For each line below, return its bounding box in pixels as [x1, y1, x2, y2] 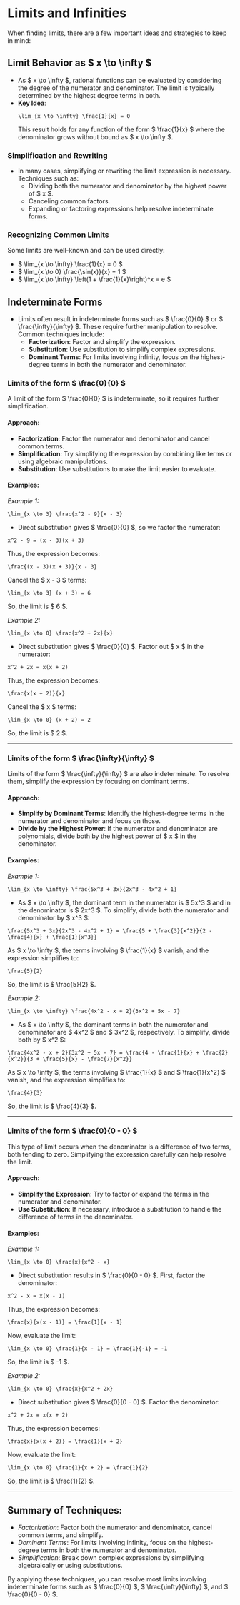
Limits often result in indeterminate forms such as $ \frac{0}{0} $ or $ [17, 315, 224, 323]
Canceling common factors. [28, 197, 111, 206]
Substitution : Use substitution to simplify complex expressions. [28, 345, 216, 354]
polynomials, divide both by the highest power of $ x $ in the [17, 832, 197, 840]
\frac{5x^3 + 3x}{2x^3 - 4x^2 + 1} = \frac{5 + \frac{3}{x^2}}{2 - [7, 927, 213, 935]
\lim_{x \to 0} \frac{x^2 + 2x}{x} [7, 630, 114, 637]
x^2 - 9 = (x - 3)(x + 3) [7, 537, 84, 544]
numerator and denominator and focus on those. [17, 817, 161, 825]
